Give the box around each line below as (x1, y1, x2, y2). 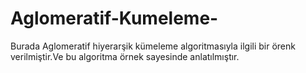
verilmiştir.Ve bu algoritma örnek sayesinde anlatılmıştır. (10, 50, 240, 62)
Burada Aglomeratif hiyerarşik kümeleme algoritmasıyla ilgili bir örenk (10, 40, 296, 52)
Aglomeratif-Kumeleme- (10, 7, 219, 30)
